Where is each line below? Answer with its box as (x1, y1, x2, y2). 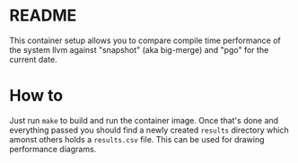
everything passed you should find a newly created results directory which (9, 124, 289, 135)
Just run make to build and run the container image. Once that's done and (9, 115, 279, 125)
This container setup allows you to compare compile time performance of (9, 35, 281, 46)
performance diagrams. (9, 143, 97, 154)
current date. (9, 54, 57, 64)
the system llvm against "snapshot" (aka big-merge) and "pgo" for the (9, 44, 269, 55)
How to (9, 86, 64, 106)
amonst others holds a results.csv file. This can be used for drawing (9, 133, 265, 144)
